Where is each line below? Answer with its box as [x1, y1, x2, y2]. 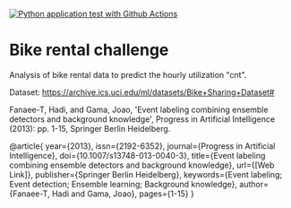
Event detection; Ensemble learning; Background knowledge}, [9, 178, 238, 189]
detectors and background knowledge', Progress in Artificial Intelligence [9, 113, 276, 125]
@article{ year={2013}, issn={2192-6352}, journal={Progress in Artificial [9, 140, 276, 152]
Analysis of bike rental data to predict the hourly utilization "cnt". [9, 69, 247, 80]
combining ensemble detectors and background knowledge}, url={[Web [9, 160, 275, 170]
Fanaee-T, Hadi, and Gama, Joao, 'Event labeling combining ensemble [9, 104, 269, 115]
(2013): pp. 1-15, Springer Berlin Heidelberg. [9, 123, 171, 134]
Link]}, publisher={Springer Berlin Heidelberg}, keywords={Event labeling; [9, 169, 283, 179]
